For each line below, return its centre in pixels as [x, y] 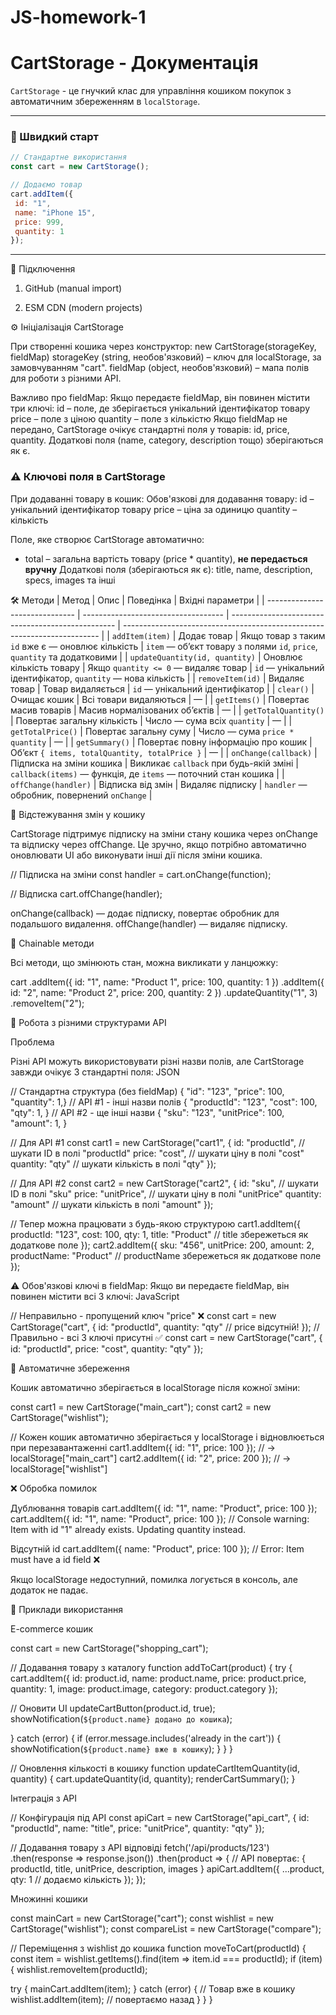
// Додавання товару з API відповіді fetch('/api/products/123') [140, 1847]
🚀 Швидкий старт [54, 137]
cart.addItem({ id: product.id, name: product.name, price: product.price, [158, 1678]
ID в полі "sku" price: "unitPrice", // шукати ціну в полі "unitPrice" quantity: [166, 1193]
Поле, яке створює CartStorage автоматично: [107, 539]
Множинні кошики [49, 1898]
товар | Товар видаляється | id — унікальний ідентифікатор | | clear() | [162, 688]
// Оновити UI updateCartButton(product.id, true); [113, 1708]
